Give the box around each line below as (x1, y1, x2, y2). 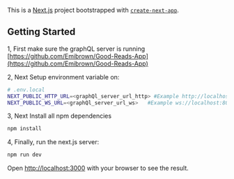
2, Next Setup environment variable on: (7, 72, 120, 81)
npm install (7, 125, 42, 132)
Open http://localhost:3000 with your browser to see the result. (7, 164, 189, 173)
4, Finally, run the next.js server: (7, 138, 100, 146)
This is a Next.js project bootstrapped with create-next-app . (7, 6, 180, 14)
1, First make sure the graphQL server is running (7, 45, 146, 53)
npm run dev (7, 151, 42, 159)
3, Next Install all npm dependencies (7, 111, 112, 120)
